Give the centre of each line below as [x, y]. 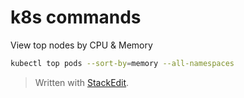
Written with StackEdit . [82, 82]
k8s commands [76, 17]
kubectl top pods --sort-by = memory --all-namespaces [122, 63]
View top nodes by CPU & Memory [81, 45]
